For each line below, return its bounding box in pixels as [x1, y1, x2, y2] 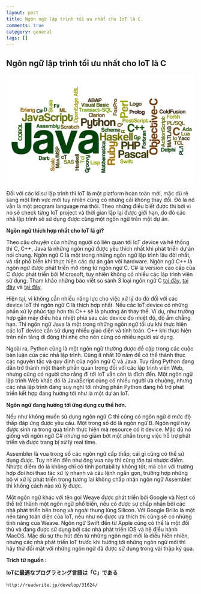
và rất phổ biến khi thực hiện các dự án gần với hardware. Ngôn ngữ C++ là [6, 257, 193, 265]
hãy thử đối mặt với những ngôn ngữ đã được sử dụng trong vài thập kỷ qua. [6, 545, 194, 552]
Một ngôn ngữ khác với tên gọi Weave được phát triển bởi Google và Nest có [6, 494, 196, 501]
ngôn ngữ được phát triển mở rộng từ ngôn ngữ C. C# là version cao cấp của [6, 264, 196, 271]
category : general [6, 29, 52, 35]
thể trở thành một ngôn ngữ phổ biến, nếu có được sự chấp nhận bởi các [6, 500, 186, 507]
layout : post [6, 10, 39, 16]
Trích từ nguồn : [6, 556, 47, 563]
